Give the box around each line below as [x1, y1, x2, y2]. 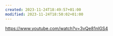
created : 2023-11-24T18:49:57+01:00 [5, 7, 81, 12]
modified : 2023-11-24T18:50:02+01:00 [5, 12, 84, 17]
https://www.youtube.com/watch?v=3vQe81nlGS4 [5, 25, 109, 31]
